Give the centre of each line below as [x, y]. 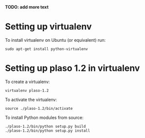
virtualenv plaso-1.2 [27, 90]
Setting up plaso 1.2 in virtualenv [72, 68]
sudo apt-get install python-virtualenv [47, 49]
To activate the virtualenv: [31, 100]
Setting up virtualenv [48, 27]
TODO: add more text [27, 7]
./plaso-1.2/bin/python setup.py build [45, 126]
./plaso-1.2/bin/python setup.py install [48, 131]
